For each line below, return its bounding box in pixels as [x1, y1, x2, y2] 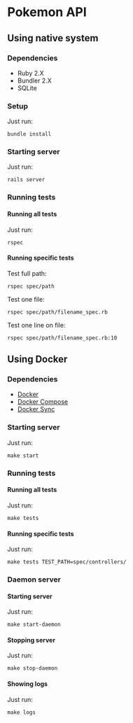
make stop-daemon [7, 665, 58, 672]
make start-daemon [7, 621, 61, 629]
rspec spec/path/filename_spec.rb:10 [7, 334, 118, 342]
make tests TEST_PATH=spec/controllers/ [7, 559, 127, 566]
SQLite [17, 83, 37, 92]
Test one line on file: [7, 321, 66, 329]
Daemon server [7, 575, 61, 584]
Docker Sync [17, 405, 55, 414]
